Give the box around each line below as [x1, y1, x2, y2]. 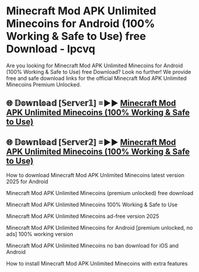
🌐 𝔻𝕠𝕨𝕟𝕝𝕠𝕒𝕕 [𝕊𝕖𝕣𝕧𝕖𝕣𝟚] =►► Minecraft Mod [6, 137, 176, 147]
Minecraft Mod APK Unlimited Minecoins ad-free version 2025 [6, 213, 160, 220]
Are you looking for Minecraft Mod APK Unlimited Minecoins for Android [6, 61, 184, 69]
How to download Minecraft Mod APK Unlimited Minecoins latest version [6, 172, 185, 179]
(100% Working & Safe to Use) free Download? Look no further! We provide [6, 68, 192, 75]
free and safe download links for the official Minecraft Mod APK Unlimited [6, 75, 187, 82]
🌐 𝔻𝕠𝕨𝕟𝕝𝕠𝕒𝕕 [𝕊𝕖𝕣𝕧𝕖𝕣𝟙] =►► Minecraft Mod [6, 98, 176, 109]
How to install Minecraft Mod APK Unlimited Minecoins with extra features [6, 260, 188, 267]
